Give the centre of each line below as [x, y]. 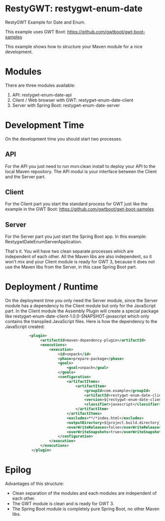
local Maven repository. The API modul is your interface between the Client [81, 171]
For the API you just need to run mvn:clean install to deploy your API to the [80, 166]
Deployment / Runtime [52, 287]
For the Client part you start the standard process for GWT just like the [76, 204]
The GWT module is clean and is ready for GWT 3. [63, 503]
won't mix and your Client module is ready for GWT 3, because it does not [80, 262]
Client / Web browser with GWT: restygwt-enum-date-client [73, 100]
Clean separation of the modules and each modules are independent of [84, 493]
